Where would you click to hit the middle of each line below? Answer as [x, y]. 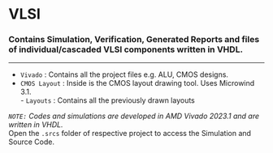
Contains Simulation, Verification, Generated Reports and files [134, 40]
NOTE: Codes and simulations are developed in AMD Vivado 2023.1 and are [134, 116]
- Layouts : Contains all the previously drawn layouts [107, 100]
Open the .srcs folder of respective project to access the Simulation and [130, 134]
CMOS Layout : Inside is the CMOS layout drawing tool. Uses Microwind [137, 83]
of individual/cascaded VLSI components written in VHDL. [126, 49]
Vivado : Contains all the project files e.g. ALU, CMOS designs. [124, 74]
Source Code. [32, 142]
